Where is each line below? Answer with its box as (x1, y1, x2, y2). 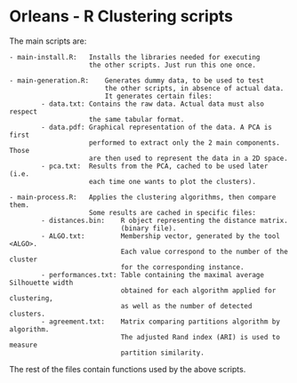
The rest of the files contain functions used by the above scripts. (9, 363, 246, 374)
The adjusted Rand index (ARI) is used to (120, 332, 280, 341)
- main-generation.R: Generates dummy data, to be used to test (9, 76, 265, 85)
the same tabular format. (88, 115, 185, 124)
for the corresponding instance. (120, 262, 245, 272)
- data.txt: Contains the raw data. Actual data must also (41, 100, 265, 108)
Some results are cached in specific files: (88, 208, 256, 217)
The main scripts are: (9, 36, 87, 46)
